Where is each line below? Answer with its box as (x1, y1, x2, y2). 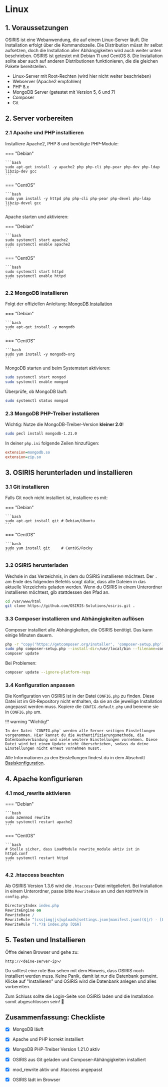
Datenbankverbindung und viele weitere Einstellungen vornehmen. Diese (5, 737, 157, 742)
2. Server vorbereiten (5, 114, 73, 123)
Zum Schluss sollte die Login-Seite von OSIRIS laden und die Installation (5, 993, 154, 999)
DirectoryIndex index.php (5, 903, 59, 908)
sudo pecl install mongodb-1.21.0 (5, 431, 77, 436)
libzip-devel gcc (5, 200, 41, 205)
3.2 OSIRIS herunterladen (5, 562, 68, 569)
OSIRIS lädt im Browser (12, 1076, 60, 1082)
